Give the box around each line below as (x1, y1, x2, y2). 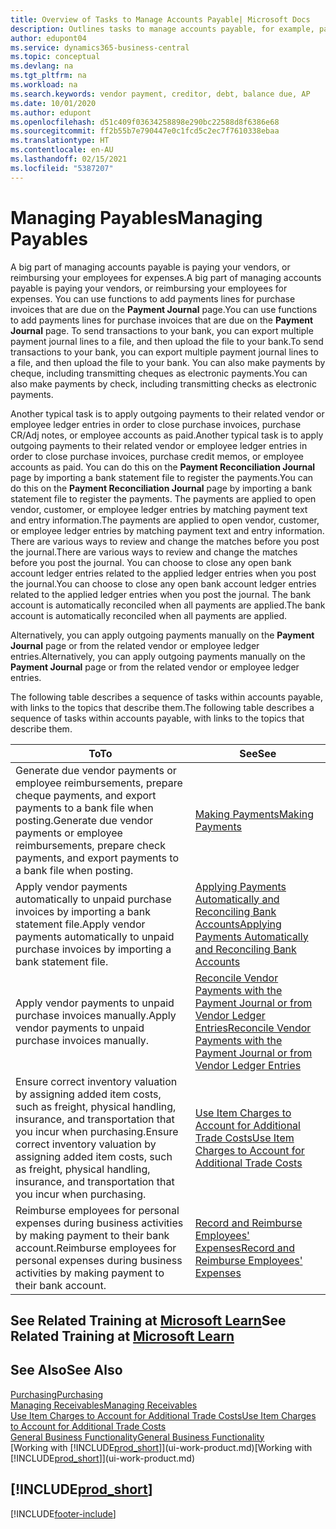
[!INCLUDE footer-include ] (10, 1507, 117, 1520)
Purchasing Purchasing (10, 1388, 104, 1400)
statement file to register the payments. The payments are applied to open (10, 492, 317, 505)
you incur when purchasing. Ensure (15, 1124, 179, 1138)
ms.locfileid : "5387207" (10, 163, 114, 173)
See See (239, 746, 277, 760)
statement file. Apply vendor (15, 917, 146, 931)
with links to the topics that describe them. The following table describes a (10, 701, 315, 713)
